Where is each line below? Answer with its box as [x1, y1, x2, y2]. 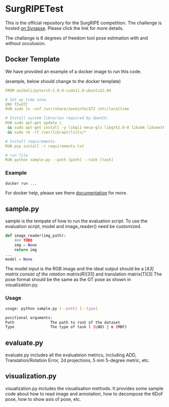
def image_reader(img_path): [5, 233, 66, 238]
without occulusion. [5, 40, 46, 46]
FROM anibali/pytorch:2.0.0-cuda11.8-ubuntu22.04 [5, 88, 112, 93]
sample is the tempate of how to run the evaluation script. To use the [5, 218, 148, 224]
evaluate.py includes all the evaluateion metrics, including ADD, [5, 352, 137, 358]
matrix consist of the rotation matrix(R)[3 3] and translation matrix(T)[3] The [5, 271, 162, 277]
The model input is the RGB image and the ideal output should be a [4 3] [5, 266, 154, 272]
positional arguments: [5, 315, 53, 320]
